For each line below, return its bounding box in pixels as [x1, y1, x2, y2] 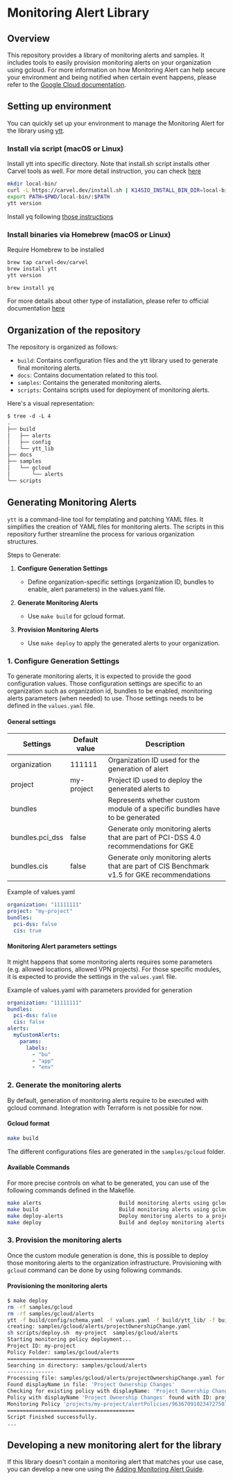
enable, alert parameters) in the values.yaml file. [27, 585, 166, 593]
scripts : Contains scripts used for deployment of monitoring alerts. [17, 386, 210, 394]
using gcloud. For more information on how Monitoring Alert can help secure [7, 66, 226, 74]
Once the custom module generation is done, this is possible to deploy [7, 1251, 209, 1259]
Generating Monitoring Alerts [7, 497, 137, 509]
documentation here [7, 304, 65, 313]
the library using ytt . [7, 126, 64, 135]
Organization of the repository [7, 324, 141, 336]
